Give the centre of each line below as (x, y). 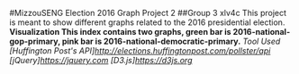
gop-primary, (35, 41)
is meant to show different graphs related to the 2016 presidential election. (147, 22)
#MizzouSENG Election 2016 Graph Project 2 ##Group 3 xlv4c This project (148, 13)
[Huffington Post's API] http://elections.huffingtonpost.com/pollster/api (140, 51)
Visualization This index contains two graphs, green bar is (120, 32)
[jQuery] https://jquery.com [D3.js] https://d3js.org (101, 60)
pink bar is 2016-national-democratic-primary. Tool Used (171, 41)
